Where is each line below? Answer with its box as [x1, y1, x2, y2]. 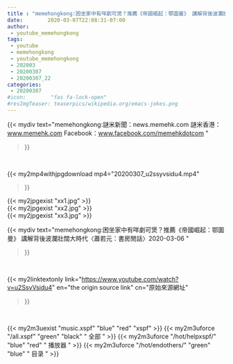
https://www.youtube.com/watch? [81, 275, 179, 283]
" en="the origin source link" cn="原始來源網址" [51, 283, 189, 291]
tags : [7, 36, 23, 43]
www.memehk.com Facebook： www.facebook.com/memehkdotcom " [7, 129, 209, 137]
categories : [7, 81, 42, 88]
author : [7, 23, 30, 30]
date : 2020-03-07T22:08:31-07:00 [7, 17, 126, 24]
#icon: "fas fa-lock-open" [7, 94, 107, 101]
